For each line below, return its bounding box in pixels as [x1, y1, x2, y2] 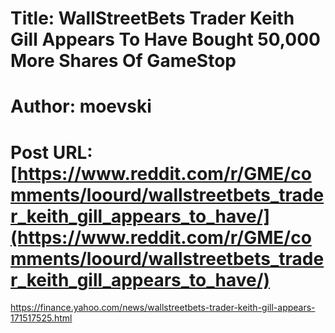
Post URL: [10, 141, 93, 164]
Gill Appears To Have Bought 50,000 [10, 28, 321, 51]
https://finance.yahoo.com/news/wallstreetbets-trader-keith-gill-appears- [10, 302, 316, 314]
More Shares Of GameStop [10, 50, 237, 72]
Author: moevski [10, 95, 152, 118]
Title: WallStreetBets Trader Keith [10, 7, 295, 30]
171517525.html [10, 312, 73, 324]
